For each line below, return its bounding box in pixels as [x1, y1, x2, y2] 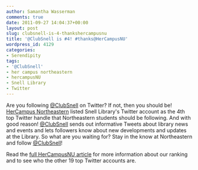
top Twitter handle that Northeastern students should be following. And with [6, 114, 191, 121]
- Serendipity [6, 53, 41, 58]
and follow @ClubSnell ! [6, 139, 63, 146]
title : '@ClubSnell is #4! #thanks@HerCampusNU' [6, 36, 128, 42]
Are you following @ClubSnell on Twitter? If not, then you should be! [6, 102, 173, 109]
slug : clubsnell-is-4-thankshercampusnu [6, 31, 108, 37]
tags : [6, 58, 20, 64]
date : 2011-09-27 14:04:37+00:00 [6, 19, 89, 25]
